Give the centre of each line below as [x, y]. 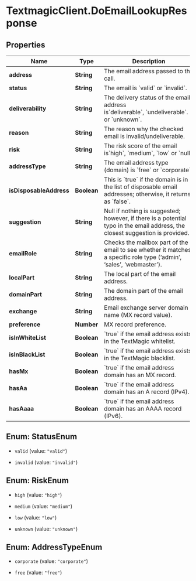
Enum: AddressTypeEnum [54, 547]
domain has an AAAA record [143, 409]
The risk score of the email [141, 146]
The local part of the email [140, 274]
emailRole [23, 253]
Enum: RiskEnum [37, 481]
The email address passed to [144, 71]
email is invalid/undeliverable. [144, 136]
